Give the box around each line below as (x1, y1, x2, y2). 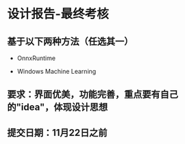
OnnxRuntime (16, 54, 56, 62)
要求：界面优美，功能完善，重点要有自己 (7, 89, 178, 100)
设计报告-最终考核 (7, 6, 110, 22)
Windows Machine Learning (16, 68, 97, 75)
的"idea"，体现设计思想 (7, 102, 108, 113)
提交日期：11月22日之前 (7, 127, 108, 139)
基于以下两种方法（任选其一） (7, 35, 134, 47)
